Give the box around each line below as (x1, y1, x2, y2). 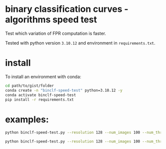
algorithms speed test (5, 14, 97, 25)
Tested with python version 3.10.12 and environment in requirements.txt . (5, 40, 156, 46)
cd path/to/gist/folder (5, 83, 54, 88)
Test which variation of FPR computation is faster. (5, 30, 106, 36)
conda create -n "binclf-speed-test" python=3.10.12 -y (5, 88, 123, 93)
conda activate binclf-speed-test (5, 93, 77, 98)
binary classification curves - (5, 3, 128, 15)
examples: (5, 114, 49, 125)
